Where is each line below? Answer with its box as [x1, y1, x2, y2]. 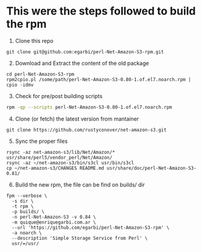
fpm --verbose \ [6, 193, 47, 199]
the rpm [6, 17, 47, 31]
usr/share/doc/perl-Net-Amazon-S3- [106, 165, 197, 171]
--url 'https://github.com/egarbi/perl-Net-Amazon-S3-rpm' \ [12, 224, 170, 231]
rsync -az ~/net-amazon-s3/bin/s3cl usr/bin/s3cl [6, 159, 135, 166]
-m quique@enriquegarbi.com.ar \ [12, 219, 96, 225]
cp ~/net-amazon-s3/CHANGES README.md [6, 165, 104, 171]
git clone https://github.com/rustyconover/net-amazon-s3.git [6, 127, 167, 133]
